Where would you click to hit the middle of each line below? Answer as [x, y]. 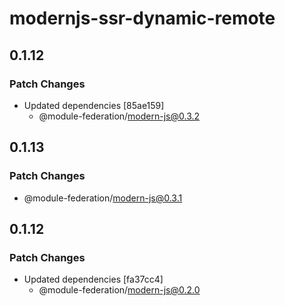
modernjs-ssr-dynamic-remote [142, 18]
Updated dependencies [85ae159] [94, 105]
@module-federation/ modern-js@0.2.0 [119, 290]
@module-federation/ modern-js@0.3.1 [103, 198]
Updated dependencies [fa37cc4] [93, 279]
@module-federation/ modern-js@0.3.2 [119, 116]
